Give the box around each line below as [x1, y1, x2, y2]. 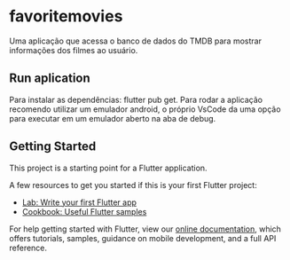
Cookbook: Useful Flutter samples [21, 206, 147, 217]
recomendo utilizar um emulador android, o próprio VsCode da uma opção [9, 104, 281, 114]
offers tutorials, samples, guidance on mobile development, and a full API [9, 232, 277, 243]
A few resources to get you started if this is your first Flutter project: [9, 179, 257, 190]
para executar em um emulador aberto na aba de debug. [9, 113, 216, 123]
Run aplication [9, 71, 90, 86]
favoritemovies [9, 6, 123, 27]
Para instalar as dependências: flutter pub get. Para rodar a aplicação [9, 94, 263, 105]
